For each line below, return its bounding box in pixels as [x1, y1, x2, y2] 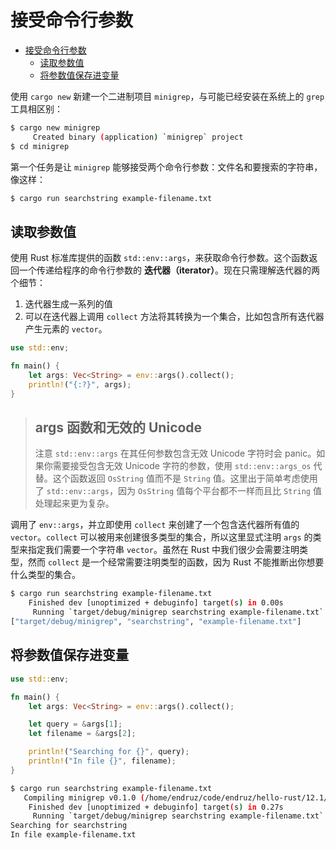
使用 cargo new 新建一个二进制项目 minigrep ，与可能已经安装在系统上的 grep [10, 90, 325, 102]
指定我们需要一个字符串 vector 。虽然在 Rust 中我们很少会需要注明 [27, 544, 300, 556]
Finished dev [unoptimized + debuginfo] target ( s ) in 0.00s [28, 598, 284, 608]
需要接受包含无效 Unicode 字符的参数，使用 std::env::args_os [52, 460, 312, 472]
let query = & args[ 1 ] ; [28, 719, 123, 730]
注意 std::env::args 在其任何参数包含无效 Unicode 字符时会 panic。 [34, 447, 317, 460]
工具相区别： [10, 102, 63, 115]
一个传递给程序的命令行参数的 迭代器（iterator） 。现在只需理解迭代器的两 [18, 264, 320, 276]
